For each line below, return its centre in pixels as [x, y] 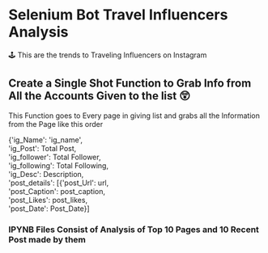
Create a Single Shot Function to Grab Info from [130, 84]
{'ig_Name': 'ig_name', [46, 140]
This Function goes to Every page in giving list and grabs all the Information [134, 116]
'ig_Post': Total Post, [43, 148]
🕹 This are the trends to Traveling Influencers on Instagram [108, 55]
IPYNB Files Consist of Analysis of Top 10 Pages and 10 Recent [134, 230]
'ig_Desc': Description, [46, 174]
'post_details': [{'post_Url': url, [59, 183]
